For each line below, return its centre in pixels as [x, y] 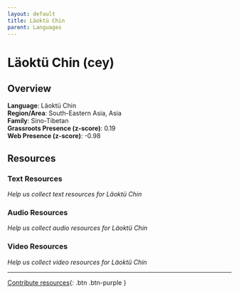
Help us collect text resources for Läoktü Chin [75, 194]
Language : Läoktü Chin [42, 106]
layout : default [31, 14]
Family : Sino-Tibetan [38, 121]
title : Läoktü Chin [36, 21]
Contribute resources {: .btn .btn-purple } [67, 283]
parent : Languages [34, 27]
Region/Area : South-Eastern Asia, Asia [65, 113]
